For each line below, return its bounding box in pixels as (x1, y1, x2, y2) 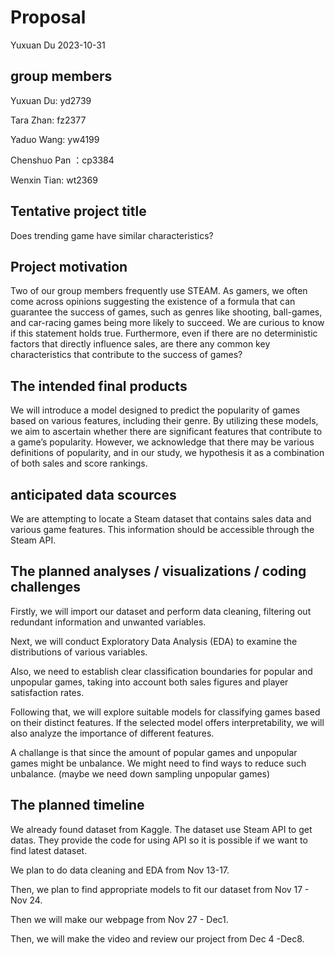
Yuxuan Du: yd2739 (10, 94, 92, 106)
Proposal (10, 6, 87, 29)
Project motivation (10, 258, 128, 275)
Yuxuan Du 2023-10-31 (10, 39, 106, 51)
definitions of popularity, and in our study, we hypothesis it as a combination (10, 447, 325, 459)
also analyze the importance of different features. (10, 727, 215, 739)
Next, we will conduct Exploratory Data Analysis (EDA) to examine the (10, 635, 298, 647)
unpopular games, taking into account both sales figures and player (10, 676, 289, 688)
